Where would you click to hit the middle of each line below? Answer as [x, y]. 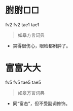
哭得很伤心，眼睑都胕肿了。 [42, 45]
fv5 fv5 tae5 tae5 [23, 82]
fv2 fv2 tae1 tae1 [22, 24]
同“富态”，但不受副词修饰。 [41, 103]
